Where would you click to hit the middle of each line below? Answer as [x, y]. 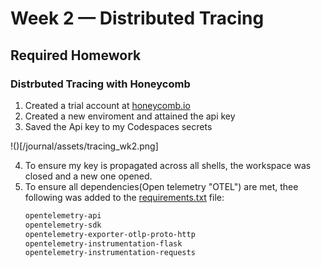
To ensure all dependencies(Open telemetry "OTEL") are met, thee [161, 186]
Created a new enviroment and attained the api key [130, 116]
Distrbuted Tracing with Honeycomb [100, 84]
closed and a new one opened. [88, 176]
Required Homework [76, 55]
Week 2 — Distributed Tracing [137, 18]
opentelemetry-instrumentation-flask [103, 243]
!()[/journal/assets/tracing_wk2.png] [84, 146]
